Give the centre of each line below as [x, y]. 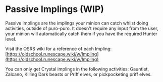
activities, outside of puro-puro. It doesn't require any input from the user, [82, 28]
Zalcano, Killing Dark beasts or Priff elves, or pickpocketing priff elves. [78, 74]
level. [11, 39]
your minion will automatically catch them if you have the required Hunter [81, 33]
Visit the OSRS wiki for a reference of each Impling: [59, 48]
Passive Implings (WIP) [55, 9]
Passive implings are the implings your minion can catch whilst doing [77, 23]
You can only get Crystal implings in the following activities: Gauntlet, [77, 69]
